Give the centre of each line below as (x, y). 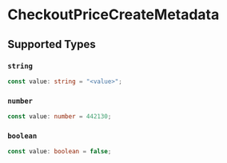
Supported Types (52, 44)
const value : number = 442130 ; (60, 117)
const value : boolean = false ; (60, 152)
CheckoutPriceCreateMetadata (113, 15)
